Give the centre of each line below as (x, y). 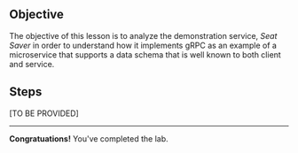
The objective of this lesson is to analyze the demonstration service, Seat (143, 35)
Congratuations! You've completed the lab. (89, 138)
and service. (32, 64)
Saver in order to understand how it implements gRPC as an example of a (143, 45)
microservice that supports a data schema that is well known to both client (145, 54)
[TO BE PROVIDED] (44, 113)
